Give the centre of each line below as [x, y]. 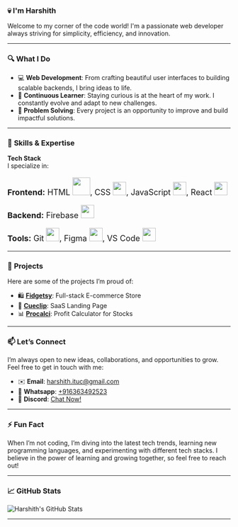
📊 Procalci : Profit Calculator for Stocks [75, 314]
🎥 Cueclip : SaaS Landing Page [62, 306]
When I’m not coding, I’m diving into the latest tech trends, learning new [112, 443]
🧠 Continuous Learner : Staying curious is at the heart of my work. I [116, 95]
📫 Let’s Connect [36, 342]
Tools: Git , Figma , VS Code [74, 238]
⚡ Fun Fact [26, 425]
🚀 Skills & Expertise [41, 142]
